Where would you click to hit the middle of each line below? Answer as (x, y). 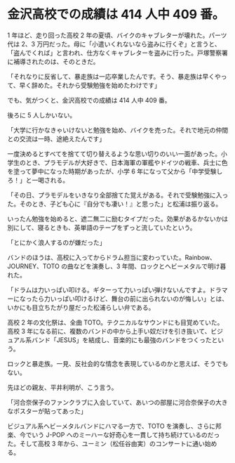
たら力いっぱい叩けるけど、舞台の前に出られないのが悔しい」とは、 (130, 299)
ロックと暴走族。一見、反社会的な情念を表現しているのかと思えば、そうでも (118, 363)
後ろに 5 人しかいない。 (42, 115)
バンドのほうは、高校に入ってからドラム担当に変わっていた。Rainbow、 (112, 257)
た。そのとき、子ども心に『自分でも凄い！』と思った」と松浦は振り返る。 (115, 204)
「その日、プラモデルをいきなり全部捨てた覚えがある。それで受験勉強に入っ (118, 195)
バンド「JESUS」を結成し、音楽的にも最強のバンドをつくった (121, 340)
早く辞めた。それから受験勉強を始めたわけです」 (90, 85)
